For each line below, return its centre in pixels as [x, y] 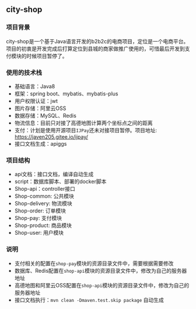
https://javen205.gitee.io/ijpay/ [51, 136]
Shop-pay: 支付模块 [38, 218]
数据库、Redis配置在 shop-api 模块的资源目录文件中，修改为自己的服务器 [101, 270]
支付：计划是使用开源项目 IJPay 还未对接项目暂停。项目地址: [86, 130]
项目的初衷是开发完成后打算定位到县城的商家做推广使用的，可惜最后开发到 [95, 49]
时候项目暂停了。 [47, 56]
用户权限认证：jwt [36, 101]
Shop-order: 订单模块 [40, 211]
